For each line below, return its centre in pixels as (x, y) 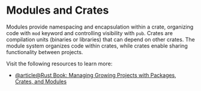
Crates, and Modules (41, 81)
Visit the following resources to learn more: (59, 64)
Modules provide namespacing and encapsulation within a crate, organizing (100, 27)
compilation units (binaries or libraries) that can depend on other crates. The (100, 39)
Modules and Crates (58, 10)
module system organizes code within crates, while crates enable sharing (97, 46)
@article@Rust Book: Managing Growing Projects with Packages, (96, 75)
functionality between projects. (45, 52)
